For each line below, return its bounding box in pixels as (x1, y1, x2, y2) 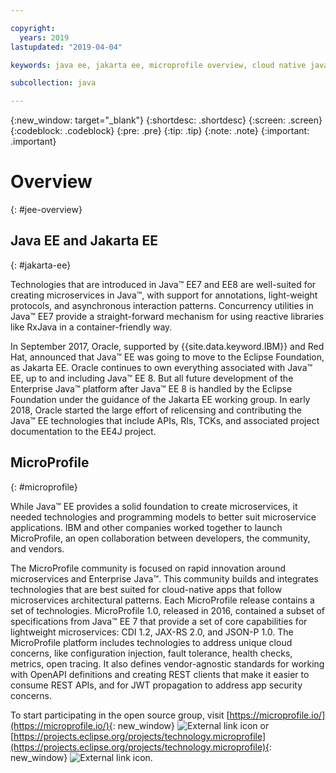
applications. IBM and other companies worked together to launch (10, 521, 283, 533)
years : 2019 (19, 32, 70, 43)
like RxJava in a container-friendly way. (10, 321, 173, 333)
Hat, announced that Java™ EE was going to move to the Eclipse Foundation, (10, 351, 325, 363)
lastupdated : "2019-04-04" (10, 42, 123, 52)
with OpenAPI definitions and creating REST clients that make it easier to (10, 668, 310, 680)
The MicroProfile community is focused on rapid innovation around (10, 562, 286, 574)
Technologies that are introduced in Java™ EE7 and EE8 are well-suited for (10, 278, 317, 290)
